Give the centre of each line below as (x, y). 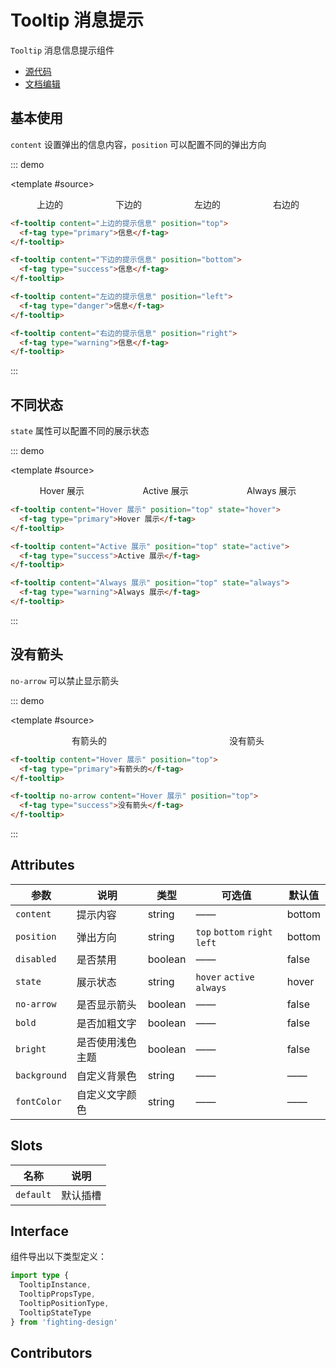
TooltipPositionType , (64, 1304)
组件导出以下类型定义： (58, 1257)
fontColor (38, 1101)
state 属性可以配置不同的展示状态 (80, 431)
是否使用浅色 (106, 1042)
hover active (225, 977)
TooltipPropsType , (58, 1294)
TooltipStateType (55, 1312)
